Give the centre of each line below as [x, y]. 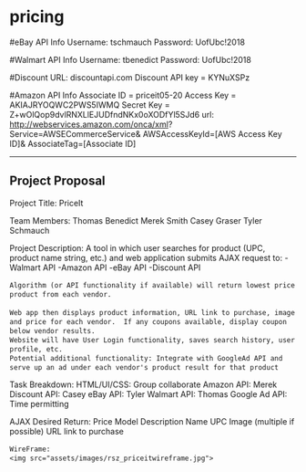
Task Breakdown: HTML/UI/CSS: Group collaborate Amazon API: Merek [143, 384]
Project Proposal [58, 181]
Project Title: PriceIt [46, 203]
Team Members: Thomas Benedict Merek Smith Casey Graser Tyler [136, 220]
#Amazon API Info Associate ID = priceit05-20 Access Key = [123, 95]
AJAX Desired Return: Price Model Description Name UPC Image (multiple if [152, 421]
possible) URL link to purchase [67, 431]
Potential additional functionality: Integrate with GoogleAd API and [146, 358]
